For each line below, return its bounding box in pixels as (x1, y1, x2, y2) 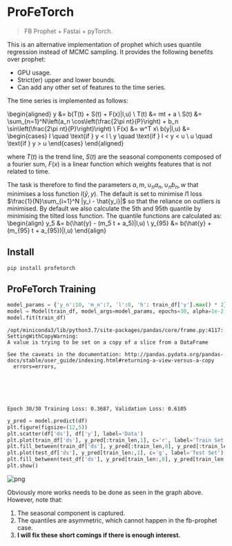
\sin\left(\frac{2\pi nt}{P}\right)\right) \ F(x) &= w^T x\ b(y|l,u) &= (7, 124, 191, 133)
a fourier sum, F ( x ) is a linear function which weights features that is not (7, 159, 212, 168)
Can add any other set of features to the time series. (17, 83, 166, 91)
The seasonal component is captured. (17, 509, 126, 517)
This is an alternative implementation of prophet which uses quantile (7, 40, 202, 48)
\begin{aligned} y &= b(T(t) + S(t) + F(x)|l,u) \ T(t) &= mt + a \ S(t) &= (7, 110, 202, 118)
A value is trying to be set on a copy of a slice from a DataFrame (7, 339, 209, 346)
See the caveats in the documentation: (7, 351, 122, 358)
